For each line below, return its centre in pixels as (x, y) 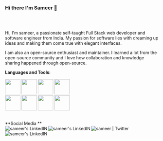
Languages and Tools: (28, 72)
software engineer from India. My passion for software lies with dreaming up (82, 38)
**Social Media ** (24, 123)
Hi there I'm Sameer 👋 (31, 8)
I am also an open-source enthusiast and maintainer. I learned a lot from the (81, 53)
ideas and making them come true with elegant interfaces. (63, 43)
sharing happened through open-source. (46, 63)
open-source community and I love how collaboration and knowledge (75, 58)
